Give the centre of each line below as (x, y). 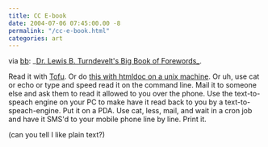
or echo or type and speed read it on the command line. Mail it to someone (132, 85)
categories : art (36, 38)
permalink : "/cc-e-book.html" (59, 31)
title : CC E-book (38, 16)
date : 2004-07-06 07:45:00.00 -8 (65, 23)
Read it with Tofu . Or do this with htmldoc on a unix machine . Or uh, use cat (134, 76)
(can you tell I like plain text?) (57, 135)
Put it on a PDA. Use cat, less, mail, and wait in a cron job (157, 111)
